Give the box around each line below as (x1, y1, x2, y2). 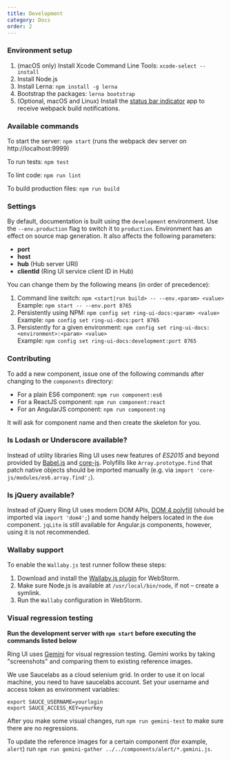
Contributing (7, 354, 51, 363)
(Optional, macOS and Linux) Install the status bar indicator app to (17, 97, 205, 105)
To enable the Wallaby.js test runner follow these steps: (7, 561, 167, 569)
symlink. (17, 589, 41, 597)
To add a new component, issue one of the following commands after (7, 370, 205, 378)
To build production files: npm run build (7, 184, 120, 192)
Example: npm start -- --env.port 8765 (17, 301, 132, 310)
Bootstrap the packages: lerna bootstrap (17, 89, 136, 97)
